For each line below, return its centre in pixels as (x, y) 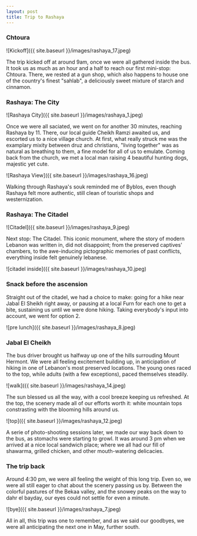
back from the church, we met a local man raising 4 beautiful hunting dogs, (97, 158)
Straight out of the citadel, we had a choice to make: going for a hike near (95, 297)
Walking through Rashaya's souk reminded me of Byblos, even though (91, 187)
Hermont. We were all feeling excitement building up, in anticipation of (91, 361)
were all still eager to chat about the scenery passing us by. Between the (94, 485)
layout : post (22, 11)
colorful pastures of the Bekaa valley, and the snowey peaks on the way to (96, 492)
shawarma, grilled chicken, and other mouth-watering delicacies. (85, 451)
